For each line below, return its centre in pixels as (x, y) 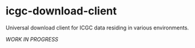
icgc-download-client (61, 11)
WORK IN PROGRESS (32, 39)
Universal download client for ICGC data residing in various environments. (97, 28)
